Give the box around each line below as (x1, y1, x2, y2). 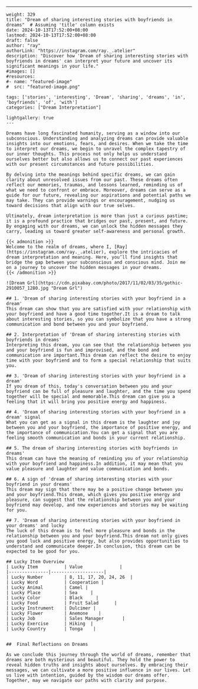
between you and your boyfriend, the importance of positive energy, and (6, 425, 192, 431)
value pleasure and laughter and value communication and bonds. (6, 466, 170, 472)
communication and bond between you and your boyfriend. (6, 321, 149, 327)
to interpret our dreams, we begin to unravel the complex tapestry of (6, 146, 186, 152)
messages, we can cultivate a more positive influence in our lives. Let (6, 667, 192, 673)
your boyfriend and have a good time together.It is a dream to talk (6, 311, 181, 317)
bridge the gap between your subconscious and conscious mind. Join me (6, 260, 186, 265)
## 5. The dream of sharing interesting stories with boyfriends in (6, 445, 178, 451)
